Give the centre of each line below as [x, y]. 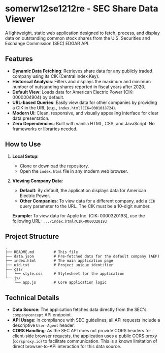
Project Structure [32, 236]
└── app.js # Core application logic [60, 283]
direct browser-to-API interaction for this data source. [67, 347]
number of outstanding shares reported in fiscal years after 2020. [79, 87]
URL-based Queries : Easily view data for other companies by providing [85, 102]
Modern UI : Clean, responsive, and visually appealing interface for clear [85, 113]
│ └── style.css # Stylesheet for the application [65, 274]
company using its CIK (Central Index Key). [56, 76]
